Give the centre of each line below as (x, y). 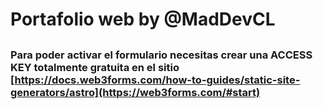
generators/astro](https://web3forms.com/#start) (135, 92)
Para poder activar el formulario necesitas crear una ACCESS (161, 55)
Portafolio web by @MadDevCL (143, 19)
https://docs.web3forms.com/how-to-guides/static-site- (157, 80)
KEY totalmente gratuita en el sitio (95, 67)
